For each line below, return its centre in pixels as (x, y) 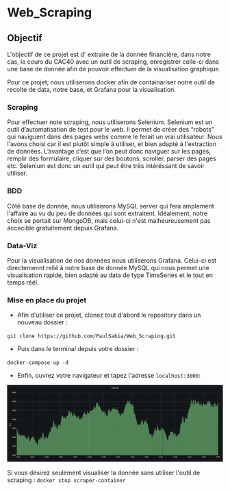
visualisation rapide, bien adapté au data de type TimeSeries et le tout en (110, 275)
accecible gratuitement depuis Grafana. (63, 228)
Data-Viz (22, 245)
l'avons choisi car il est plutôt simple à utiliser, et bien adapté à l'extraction (112, 144)
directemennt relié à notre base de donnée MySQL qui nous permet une (108, 267)
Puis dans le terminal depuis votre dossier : (78, 349)
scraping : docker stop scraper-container (66, 480)
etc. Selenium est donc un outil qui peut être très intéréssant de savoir (106, 166)
